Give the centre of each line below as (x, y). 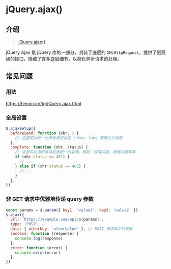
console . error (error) (38, 253)
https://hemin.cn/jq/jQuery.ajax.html (44, 103)
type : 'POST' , (25, 224)
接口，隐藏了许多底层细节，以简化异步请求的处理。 (68, 59)
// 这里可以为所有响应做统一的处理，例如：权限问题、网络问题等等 (75, 152)
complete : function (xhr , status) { (49, 147)
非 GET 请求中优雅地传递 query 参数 (50, 199)
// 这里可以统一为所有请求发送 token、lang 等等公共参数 (69, 138)
